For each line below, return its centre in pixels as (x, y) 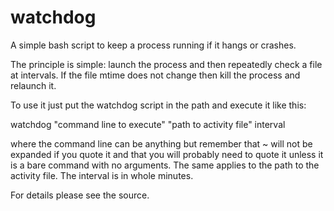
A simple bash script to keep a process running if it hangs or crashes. (153, 45)
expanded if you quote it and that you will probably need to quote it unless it (167, 154)
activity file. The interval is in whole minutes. (102, 175)
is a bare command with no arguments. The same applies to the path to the (165, 165)
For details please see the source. (80, 195)
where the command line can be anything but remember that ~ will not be (161, 143)
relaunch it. (33, 85)
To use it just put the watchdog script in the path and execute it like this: (158, 105)
